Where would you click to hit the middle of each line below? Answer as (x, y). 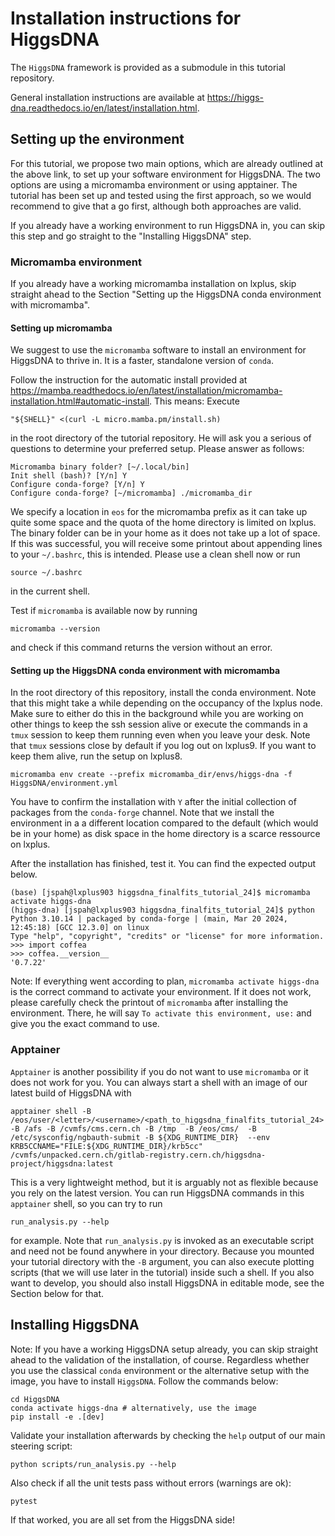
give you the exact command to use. (85, 1024)
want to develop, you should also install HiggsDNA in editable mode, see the (167, 1283)
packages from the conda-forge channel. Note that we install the (142, 813)
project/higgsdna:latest (62, 1163)
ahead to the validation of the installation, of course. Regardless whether (160, 1359)
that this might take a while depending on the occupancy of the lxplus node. (166, 703)
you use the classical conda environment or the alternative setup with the (160, 1370)
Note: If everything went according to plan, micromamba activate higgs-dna (165, 981)
